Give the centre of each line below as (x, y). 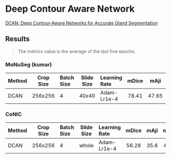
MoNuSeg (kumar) (28, 64)
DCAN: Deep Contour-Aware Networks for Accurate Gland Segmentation (81, 23)
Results (18, 39)
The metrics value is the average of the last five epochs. (77, 51)
